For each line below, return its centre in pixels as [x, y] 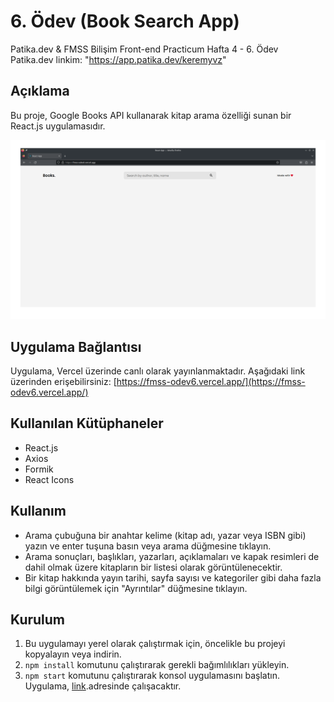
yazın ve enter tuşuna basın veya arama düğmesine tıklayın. [148, 546]
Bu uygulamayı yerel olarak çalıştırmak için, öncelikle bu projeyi [155, 644]
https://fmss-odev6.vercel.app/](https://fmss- [211, 382]
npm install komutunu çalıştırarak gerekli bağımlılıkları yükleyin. [157, 665]
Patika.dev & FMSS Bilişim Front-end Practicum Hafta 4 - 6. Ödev [144, 49]
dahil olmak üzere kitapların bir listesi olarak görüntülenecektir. [153, 567]
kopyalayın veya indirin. [73, 654]
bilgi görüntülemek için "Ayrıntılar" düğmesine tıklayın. [136, 588]
